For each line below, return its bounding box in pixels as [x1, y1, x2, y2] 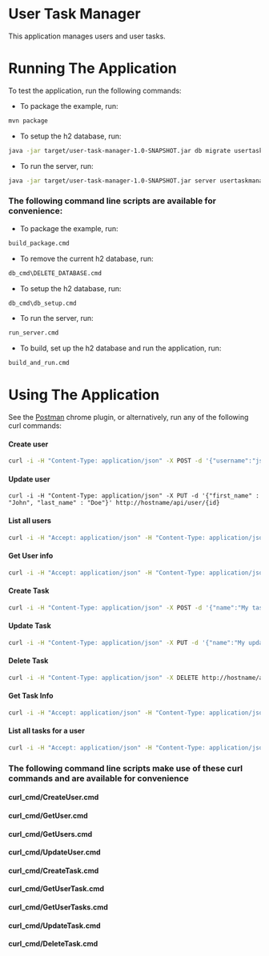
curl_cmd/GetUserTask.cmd [8, 884, 105, 894]
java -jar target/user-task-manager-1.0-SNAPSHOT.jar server [8, 177, 217, 185]
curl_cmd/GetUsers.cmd [8, 829, 93, 838]
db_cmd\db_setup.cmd [8, 299, 78, 307]
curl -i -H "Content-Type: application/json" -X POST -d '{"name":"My [8, 603, 249, 612]
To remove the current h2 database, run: [19, 254, 154, 263]
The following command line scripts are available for [8, 195, 216, 206]
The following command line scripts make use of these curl [8, 762, 243, 774]
